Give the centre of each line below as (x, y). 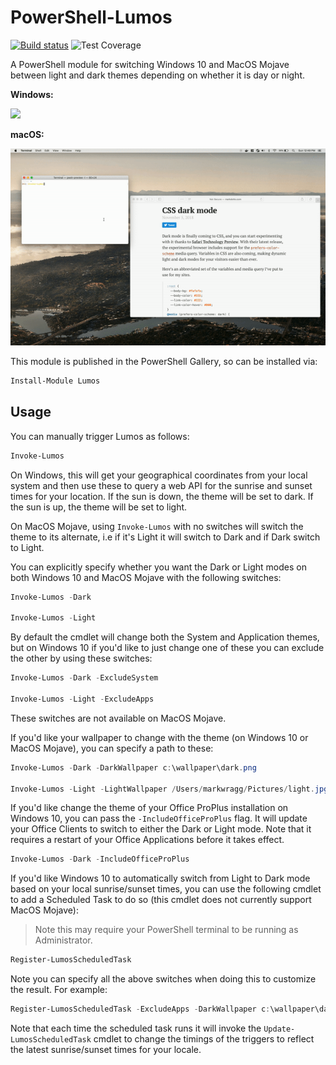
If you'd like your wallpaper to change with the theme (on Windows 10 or (159, 737)
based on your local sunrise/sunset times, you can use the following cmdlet (166, 889)
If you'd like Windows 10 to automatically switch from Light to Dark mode (160, 878)
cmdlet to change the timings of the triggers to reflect (204, 1039)
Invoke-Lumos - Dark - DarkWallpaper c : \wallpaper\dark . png (133, 767)
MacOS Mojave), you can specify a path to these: (112, 748)
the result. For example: (59, 990)
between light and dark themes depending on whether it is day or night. (158, 75)
